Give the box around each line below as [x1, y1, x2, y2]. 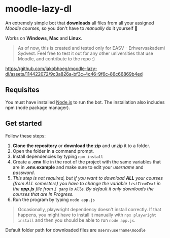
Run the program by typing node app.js [12, 196, 95, 202]
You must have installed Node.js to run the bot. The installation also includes [5, 99, 165, 105]
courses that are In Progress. [12, 191, 74, 197]
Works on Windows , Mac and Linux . [5, 35, 82, 41]
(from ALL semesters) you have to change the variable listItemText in [12, 180, 161, 186]
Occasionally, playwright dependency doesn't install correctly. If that [17, 206, 161, 212]
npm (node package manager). [5, 105, 70, 111]
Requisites [5, 86, 40, 94]
